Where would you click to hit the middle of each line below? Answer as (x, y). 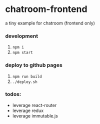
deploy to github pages (34, 65)
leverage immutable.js (35, 115)
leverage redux (28, 110)
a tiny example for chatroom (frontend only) (50, 23)
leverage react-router (34, 105)
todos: (13, 94)
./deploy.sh (25, 82)
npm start (23, 53)
